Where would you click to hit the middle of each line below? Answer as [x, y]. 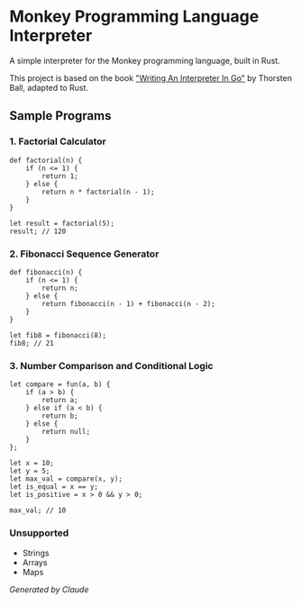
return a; [60, 401]
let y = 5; [30, 471]
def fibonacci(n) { [46, 272]
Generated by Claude [49, 589]
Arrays [35, 562]
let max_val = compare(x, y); [66, 479]
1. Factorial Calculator [58, 141]
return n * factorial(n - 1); [98, 192]
